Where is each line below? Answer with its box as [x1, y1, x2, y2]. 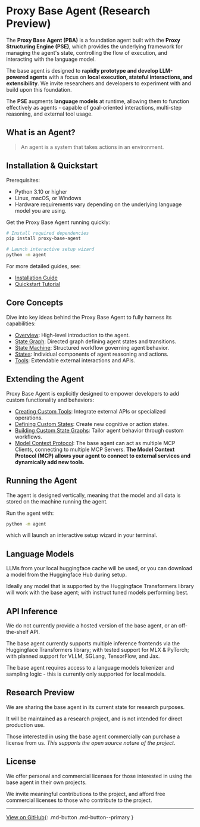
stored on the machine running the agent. [6, 498, 108, 505]
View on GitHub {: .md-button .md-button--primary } [6, 813, 134, 820]
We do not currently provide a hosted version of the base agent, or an [6, 622, 177, 629]
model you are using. [14, 207, 67, 214]
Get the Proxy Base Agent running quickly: [6, 219, 110, 226]
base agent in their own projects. [6, 779, 87, 786]
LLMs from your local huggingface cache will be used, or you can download [6, 565, 192, 572]
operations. [14, 414, 43, 421]
